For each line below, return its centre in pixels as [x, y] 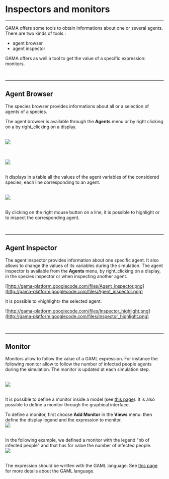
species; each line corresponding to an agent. [53, 182]
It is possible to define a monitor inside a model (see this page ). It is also [80, 399]
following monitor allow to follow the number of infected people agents [78, 364]
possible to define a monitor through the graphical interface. [68, 405]
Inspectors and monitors [58, 9]
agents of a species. [26, 112]
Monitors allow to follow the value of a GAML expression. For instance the [81, 359]
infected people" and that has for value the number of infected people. [78, 446]
